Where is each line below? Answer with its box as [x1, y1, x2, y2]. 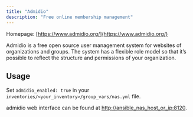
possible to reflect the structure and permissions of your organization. [6, 54, 176, 61]
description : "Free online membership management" [6, 14, 133, 20]
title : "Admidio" [6, 8, 49, 15]
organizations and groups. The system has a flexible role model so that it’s [6, 48, 187, 55]
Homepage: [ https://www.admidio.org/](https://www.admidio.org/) [6, 30, 168, 37]
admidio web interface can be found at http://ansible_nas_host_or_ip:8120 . [6, 104, 187, 112]
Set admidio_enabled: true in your [6, 86, 90, 94]
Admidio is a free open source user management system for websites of [6, 42, 182, 49]
